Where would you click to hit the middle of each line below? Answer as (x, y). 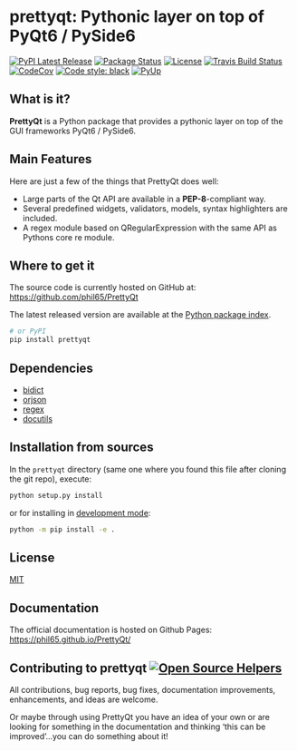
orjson (34, 399)
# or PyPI (28, 332)
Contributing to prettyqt (78, 668)
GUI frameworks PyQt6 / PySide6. (73, 131)
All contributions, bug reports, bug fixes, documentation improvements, (143, 689)
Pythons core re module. (68, 237)
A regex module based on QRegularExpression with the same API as (150, 228)
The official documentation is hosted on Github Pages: (111, 630)
